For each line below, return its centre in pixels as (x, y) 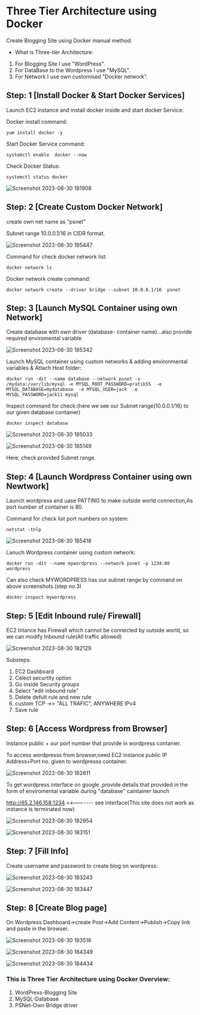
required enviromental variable (44, 339)
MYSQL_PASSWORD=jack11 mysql (43, 395)
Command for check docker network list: (57, 256)
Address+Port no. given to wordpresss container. (67, 761)
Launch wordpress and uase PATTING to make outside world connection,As (100, 501)
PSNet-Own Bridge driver (46, 1005)
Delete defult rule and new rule (53, 697)
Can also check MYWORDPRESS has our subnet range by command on (94, 580)
